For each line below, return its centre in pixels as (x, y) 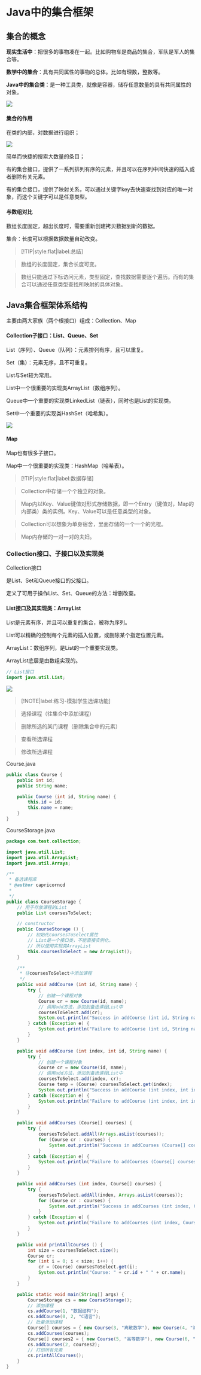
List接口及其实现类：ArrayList (44, 608)
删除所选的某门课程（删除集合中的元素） (71, 726)
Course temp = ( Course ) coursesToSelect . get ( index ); (105, 1084)
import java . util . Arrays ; (38, 863)
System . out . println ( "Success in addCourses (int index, (120, 1206)
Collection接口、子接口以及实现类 (55, 553)
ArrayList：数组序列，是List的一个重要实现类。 (64, 648)
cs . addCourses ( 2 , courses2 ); (64, 1344)
